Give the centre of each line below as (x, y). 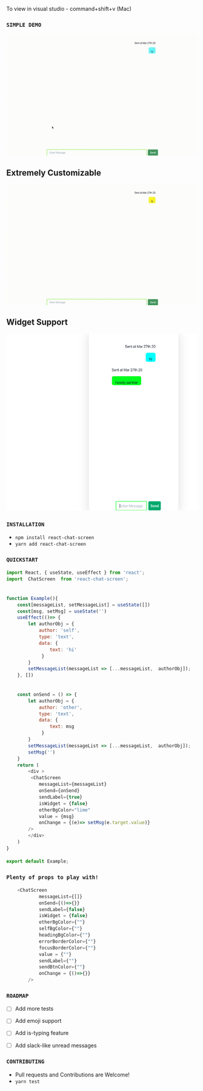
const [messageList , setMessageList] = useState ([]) (84, 605)
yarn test (28, 1081)
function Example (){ (32, 598)
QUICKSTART (22, 559)
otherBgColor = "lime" (65, 810)
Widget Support (37, 322)
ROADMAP (18, 996)
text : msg (62, 727)
